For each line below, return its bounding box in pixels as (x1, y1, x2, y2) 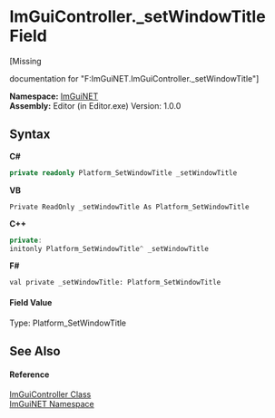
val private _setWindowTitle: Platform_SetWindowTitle (9, 278, 221, 287)
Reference (9, 369, 50, 380)
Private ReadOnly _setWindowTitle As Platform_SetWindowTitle (9, 202, 250, 211)
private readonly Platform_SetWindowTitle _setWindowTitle (9, 168, 238, 178)
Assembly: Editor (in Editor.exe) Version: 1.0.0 (9, 100, 182, 111)
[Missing (9, 55, 43, 66)
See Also (9, 343, 61, 359)
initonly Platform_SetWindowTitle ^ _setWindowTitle (9, 244, 209, 253)
